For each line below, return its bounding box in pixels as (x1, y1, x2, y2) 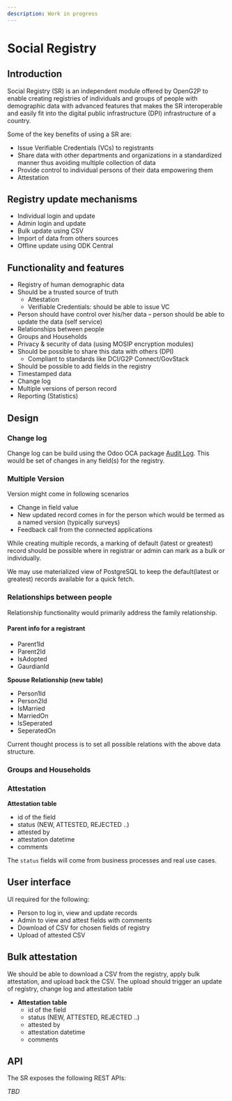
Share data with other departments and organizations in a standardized (17, 151, 222, 159)
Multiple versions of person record (17, 384, 117, 393)
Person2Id (17, 696, 47, 705)
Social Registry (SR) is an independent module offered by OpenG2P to (7, 87, 209, 95)
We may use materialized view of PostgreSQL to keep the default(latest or (7, 568, 219, 576)
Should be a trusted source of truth (17, 288, 118, 296)
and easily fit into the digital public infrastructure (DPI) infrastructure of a (7, 109, 216, 117)
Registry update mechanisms (7, 194, 138, 206)
